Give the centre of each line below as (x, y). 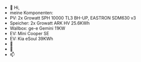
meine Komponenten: (31, 13)
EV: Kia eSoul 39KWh (31, 39)
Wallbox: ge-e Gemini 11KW (37, 28)
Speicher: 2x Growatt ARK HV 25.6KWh (50, 23)
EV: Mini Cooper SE (29, 33)
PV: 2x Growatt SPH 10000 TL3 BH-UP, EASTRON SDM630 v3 (73, 18)
